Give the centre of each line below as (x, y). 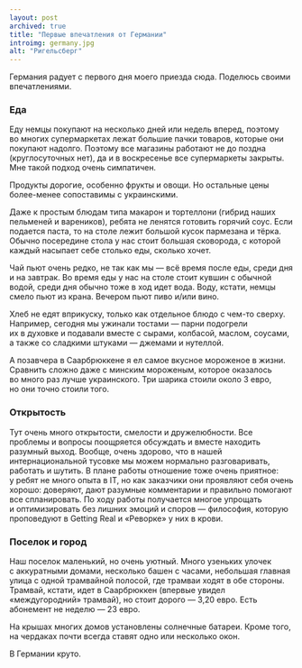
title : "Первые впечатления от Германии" (88, 34)
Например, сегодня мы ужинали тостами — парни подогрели (128, 324)
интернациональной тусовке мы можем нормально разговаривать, (140, 461)
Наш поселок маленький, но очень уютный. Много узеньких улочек (141, 562)
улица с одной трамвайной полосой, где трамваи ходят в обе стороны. (147, 581)
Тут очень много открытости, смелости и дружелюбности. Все (131, 432)
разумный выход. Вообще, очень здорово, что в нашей (116, 451)
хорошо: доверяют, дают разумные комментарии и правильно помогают (151, 490)
